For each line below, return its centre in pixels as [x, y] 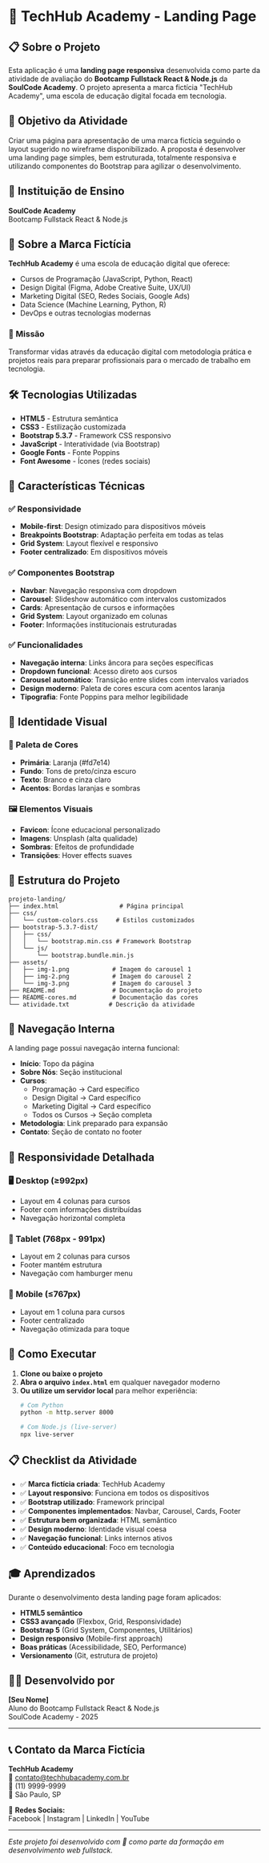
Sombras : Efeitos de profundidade [77, 847]
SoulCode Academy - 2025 [53, 1717]
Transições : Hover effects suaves [76, 855]
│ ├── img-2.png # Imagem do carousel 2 [100, 976]
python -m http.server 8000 [66, 1413]
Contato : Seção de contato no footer [81, 1132]
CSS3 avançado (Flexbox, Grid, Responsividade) [100, 1621]
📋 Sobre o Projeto [54, 47]
